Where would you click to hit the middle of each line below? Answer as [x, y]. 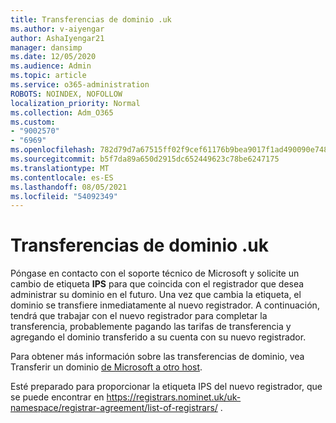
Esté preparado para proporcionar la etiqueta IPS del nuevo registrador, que [166, 387]
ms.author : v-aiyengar [57, 29]
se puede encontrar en [57, 397]
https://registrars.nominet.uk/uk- [174, 397]
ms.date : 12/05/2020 [53, 57]
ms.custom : [33, 122]
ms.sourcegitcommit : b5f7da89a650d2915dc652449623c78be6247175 [145, 159]
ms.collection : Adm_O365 [62, 112]
